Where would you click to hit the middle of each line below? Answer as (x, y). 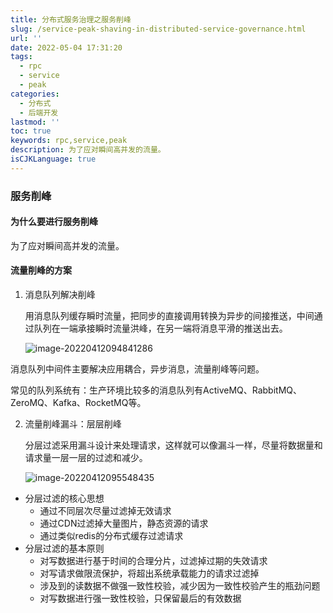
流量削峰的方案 (41, 270)
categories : (35, 94)
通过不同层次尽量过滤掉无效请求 (105, 511)
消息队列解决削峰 (60, 295)
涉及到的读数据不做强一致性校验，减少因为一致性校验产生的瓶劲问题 (180, 586)
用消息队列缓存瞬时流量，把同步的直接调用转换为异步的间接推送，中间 (169, 316)
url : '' (26, 38)
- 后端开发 (39, 112)
